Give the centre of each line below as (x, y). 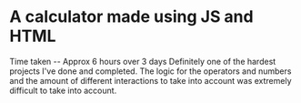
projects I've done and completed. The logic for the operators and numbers (150, 71)
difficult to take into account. (63, 90)
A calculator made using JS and (131, 17)
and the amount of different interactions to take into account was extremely (151, 80)
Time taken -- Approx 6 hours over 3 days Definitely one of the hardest (143, 61)
